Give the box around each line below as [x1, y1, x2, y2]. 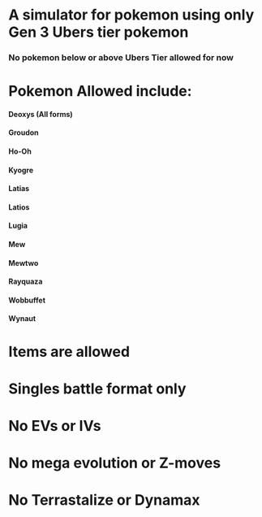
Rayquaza [8, 276, 43, 286]
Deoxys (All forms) [8, 109, 73, 119]
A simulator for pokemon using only [8, 6, 255, 24]
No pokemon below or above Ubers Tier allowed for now [8, 52, 234, 63]
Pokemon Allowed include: [8, 82, 192, 101]
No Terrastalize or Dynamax [8, 491, 200, 510]
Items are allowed [8, 342, 131, 361]
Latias [8, 184, 30, 193]
